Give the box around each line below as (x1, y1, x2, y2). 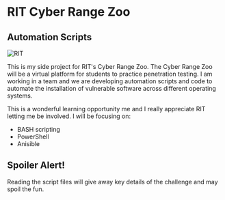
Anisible (16, 140, 40, 147)
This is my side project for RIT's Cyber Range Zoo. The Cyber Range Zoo (7, 63, 213, 70)
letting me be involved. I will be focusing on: (7, 112, 131, 120)
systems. (7, 91, 33, 100)
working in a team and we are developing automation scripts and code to (7, 77, 213, 85)
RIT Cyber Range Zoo (7, 4, 131, 20)
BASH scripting (16, 126, 60, 133)
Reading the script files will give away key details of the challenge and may (7, 177, 218, 186)
